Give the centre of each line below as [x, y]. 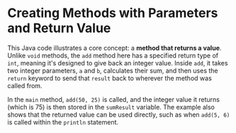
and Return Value [59, 28]
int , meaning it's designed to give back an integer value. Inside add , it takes [118, 63]
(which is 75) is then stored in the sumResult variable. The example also [111, 107]
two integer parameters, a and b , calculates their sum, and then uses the [113, 70]
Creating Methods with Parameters [113, 13]
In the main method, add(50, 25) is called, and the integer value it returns [114, 99]
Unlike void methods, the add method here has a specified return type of [113, 55]
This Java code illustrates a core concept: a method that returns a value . [114, 48]
